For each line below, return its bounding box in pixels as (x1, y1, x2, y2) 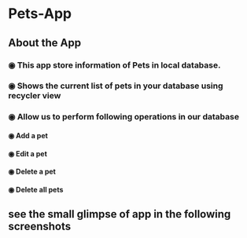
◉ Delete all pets (8, 185, 64, 194)
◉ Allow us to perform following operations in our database (8, 112, 240, 123)
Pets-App (8, 5, 72, 23)
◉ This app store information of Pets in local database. (8, 60, 221, 71)
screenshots (8, 220, 72, 233)
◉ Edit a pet (8, 148, 47, 158)
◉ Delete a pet (8, 167, 57, 177)
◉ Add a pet (8, 130, 49, 140)
